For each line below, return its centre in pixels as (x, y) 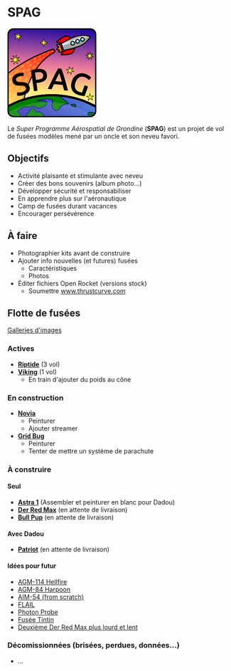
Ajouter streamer (53, 428)
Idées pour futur (32, 566)
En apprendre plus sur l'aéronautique (72, 198)
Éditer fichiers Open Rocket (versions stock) (82, 283)
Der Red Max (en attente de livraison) (72, 510)
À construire (29, 469)
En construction (36, 398)
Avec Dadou (26, 534)
